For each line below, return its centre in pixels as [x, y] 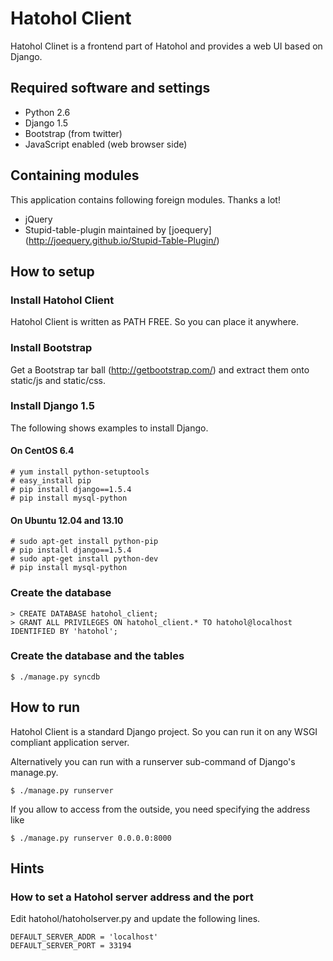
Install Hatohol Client [62, 300]
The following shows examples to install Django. [109, 428]
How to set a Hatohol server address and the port [132, 897]
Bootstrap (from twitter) [73, 133]
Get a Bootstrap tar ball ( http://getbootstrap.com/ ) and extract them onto [160, 369]
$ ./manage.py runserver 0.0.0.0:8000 [91, 838]
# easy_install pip [51, 481]
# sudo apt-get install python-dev [84, 559]
